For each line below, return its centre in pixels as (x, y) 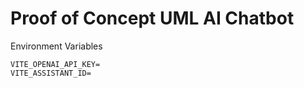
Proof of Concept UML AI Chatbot (152, 18)
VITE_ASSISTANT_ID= (51, 73)
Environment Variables (56, 46)
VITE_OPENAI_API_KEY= (55, 64)
